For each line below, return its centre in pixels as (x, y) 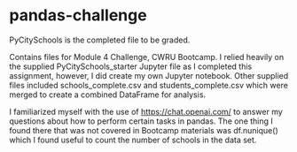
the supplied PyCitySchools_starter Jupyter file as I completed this (131, 66)
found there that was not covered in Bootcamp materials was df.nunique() (144, 130)
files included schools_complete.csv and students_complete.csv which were (148, 85)
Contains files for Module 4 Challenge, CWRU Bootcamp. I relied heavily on (147, 57)
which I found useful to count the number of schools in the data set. (133, 140)
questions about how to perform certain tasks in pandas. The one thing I (141, 121)
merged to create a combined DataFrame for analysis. (108, 95)
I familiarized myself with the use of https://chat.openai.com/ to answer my (146, 111)
